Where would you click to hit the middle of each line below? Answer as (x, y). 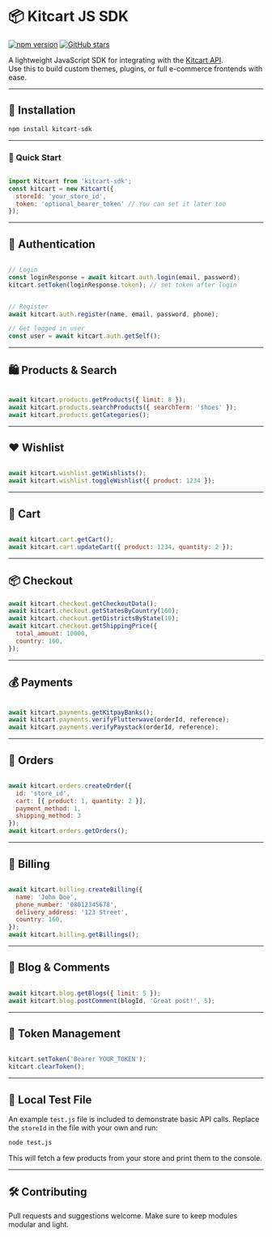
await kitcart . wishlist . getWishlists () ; (78, 474)
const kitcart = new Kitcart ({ (61, 189)
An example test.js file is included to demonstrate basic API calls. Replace (134, 1119)
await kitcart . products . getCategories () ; (79, 414)
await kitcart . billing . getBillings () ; (74, 935)
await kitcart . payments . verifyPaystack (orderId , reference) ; (114, 727)
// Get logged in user (47, 329)
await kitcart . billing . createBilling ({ (76, 889)
